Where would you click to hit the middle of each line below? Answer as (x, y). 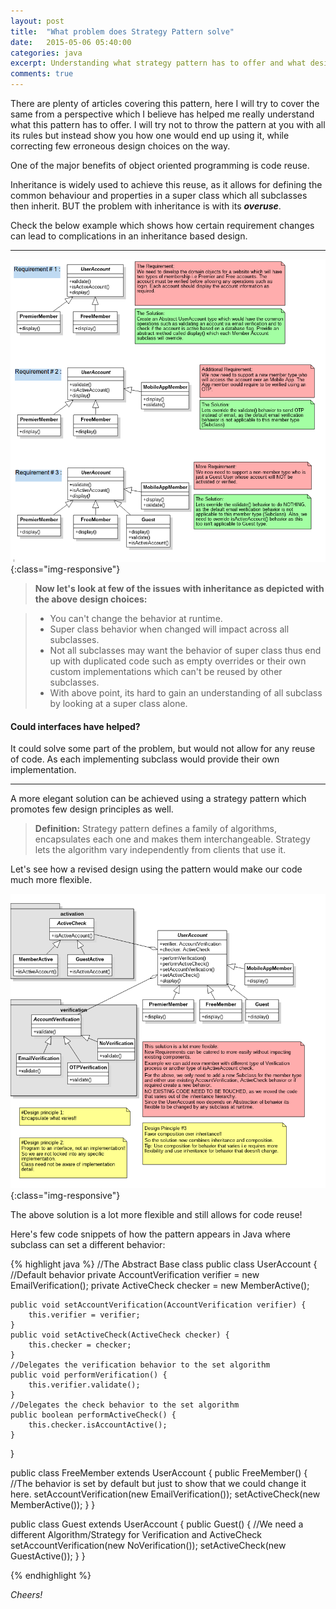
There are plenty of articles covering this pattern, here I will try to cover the (165, 103)
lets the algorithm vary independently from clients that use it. (160, 850)
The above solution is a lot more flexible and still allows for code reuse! (156, 1215)
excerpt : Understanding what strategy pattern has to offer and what (158, 63)
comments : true (42, 74)
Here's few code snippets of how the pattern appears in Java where (150, 1234)
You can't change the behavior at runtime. (136, 618)
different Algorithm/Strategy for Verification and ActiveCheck (136, 1535)
